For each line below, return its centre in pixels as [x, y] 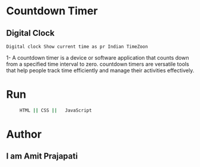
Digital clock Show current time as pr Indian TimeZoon [77, 47]
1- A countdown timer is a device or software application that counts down [98, 58]
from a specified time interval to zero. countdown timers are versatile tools [98, 64]
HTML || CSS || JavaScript [56, 110]
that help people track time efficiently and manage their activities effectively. [100, 70]
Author [24, 134]
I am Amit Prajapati [42, 156]
